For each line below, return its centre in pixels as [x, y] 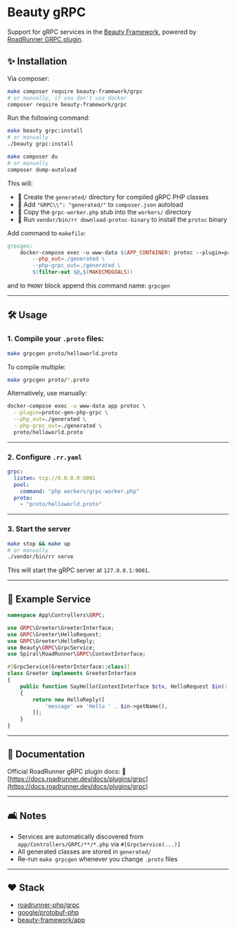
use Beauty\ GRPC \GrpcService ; [52, 648]
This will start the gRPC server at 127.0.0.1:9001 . [78, 570]
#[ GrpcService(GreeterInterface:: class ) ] [69, 667]
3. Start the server [39, 529]
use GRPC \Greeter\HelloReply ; [52, 641]
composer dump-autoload [42, 170]
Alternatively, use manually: [47, 393]
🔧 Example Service [49, 599]
